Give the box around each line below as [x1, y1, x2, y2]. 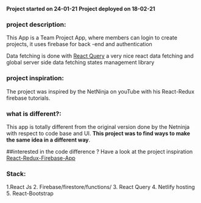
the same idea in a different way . [6, 136, 91, 143]
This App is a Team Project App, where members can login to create [6, 34, 178, 41]
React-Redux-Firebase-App [6, 154, 76, 162]
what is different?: [6, 109, 62, 118]
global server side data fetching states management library [6, 59, 155, 66]
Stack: [6, 170, 26, 178]
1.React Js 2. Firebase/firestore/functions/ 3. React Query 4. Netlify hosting [6, 184, 195, 191]
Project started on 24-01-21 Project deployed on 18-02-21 [6, 5, 155, 12]
